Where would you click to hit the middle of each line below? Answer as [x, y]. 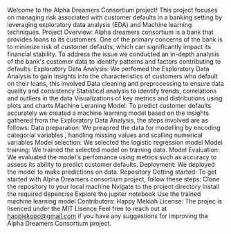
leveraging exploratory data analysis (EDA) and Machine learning [100, 25]
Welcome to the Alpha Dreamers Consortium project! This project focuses [112, 10]
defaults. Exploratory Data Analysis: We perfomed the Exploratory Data [108, 69]
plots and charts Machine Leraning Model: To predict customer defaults [109, 106]
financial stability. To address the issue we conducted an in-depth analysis [113, 54]
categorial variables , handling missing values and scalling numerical [105, 135]
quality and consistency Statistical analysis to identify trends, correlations [112, 91]
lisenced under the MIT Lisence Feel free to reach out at [87, 208]
